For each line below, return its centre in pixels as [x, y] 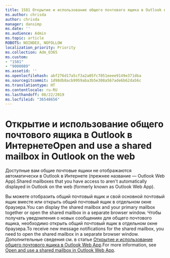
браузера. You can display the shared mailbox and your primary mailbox [80, 207]
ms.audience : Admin [26, 33]
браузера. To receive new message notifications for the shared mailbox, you [85, 229]
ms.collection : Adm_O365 [31, 52]
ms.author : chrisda [26, 15]
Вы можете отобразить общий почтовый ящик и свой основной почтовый [85, 197]
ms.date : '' [18, 29]
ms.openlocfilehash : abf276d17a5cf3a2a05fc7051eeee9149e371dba [73, 76]
